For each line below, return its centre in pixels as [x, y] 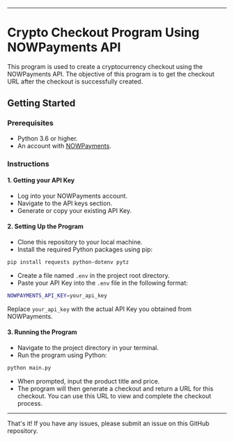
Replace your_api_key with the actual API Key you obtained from [99, 309]
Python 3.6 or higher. [47, 138]
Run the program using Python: [62, 355]
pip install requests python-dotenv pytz [68, 262]
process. [30, 403]
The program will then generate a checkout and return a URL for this [115, 388]
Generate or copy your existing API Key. [75, 210]
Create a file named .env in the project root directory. [94, 275]
